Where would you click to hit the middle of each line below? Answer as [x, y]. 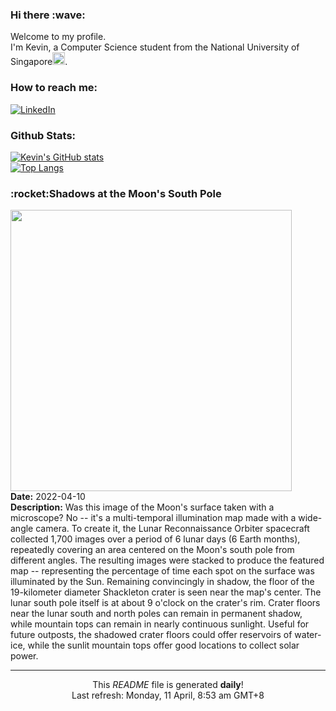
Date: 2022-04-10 [48, 497]
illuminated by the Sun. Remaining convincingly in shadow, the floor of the [162, 582]
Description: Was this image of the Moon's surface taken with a [142, 507]
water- [308, 635]
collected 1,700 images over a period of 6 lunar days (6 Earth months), [155, 539]
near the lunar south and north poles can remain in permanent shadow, [156, 614]
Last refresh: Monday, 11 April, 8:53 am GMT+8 [168, 695]
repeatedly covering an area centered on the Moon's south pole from [152, 550]
